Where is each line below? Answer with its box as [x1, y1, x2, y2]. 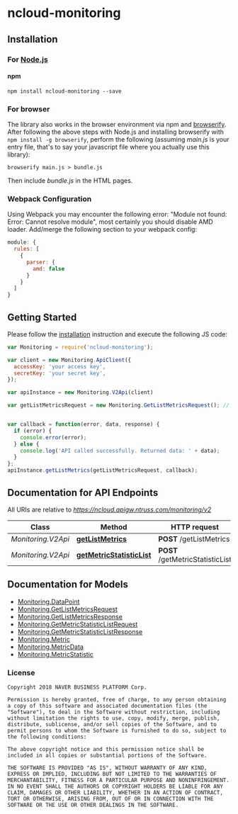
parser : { [25, 259, 55, 266]
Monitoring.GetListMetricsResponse [17, 612, 123, 621]
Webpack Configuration [7, 193, 92, 203]
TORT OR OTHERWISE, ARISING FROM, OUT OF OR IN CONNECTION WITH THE [7, 796, 214, 803]
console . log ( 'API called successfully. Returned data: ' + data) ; [20, 447, 220, 454]
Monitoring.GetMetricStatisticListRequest [17, 620, 138, 628]
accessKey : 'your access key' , [13, 363, 106, 370]
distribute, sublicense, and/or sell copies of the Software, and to [7, 721, 217, 728]
